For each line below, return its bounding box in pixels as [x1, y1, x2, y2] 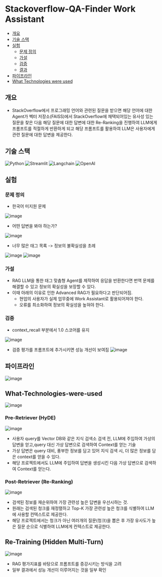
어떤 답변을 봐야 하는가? [12, 223, 57, 229]
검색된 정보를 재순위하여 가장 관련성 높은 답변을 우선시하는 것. [12, 499, 129, 505]
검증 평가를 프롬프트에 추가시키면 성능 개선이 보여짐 [12, 346, 109, 352]
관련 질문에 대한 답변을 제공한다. [12, 132, 73, 137]
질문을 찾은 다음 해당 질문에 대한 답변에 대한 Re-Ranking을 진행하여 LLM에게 [12, 119, 157, 125]
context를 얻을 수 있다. [17, 454, 61, 460]
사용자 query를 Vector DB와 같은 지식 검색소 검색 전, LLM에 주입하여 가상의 [12, 435, 156, 441]
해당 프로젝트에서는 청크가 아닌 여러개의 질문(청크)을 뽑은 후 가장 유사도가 [12, 518, 151, 524]
